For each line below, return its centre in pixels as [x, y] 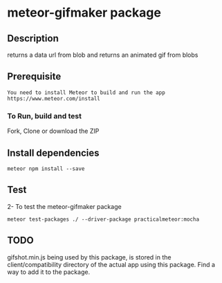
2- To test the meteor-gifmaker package [65, 206]
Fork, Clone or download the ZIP [53, 131]
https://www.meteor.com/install [54, 98]
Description [33, 38]
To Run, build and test [44, 116]
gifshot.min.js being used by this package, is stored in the [89, 257]
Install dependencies [53, 153]
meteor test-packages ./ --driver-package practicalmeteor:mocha [103, 219]
